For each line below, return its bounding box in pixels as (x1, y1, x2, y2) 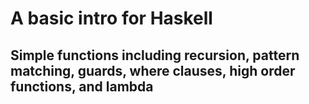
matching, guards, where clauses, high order (10, 62, 296, 79)
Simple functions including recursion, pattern (10, 47, 300, 64)
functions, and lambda (10, 78, 154, 95)
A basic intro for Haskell (10, 7, 213, 30)
